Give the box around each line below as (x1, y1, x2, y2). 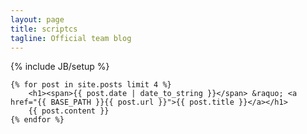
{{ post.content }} (28, 106, 110, 116)
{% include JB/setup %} (10, 61, 110, 73)
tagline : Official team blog (10, 33, 132, 43)
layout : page (10, 14, 65, 25)
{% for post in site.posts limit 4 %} (10, 80, 172, 90)
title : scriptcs (10, 24, 78, 34)
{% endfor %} (10, 115, 65, 125)
